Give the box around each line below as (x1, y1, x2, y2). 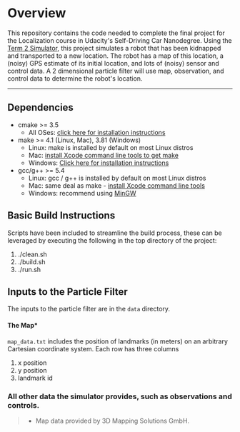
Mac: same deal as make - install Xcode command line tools (28, 181, 206, 190)
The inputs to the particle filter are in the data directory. (7, 305, 170, 313)
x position (17, 358, 47, 367)
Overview (7, 5, 66, 21)
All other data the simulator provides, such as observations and (7, 391, 232, 401)
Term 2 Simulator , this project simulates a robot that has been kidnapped (7, 44, 221, 52)
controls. (7, 400, 40, 410)
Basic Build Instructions (7, 209, 116, 222)
